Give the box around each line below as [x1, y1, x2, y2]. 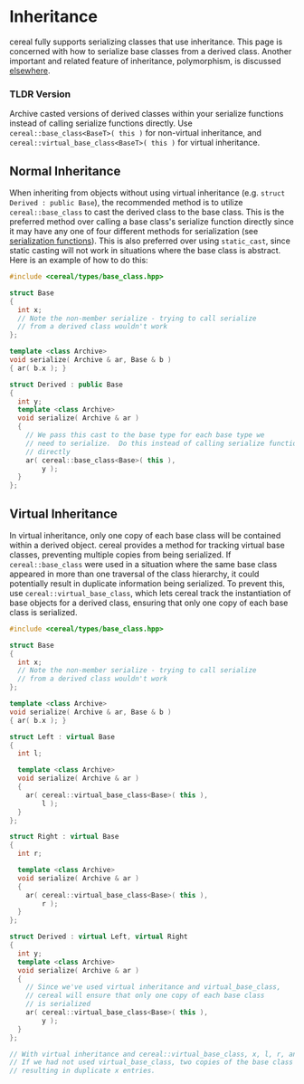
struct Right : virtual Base [9, 832, 119, 842]
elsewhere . [9, 65, 51, 76]
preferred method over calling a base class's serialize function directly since [9, 216, 294, 227]
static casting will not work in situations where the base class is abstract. [9, 245, 281, 256]
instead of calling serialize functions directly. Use [9, 118, 193, 128]
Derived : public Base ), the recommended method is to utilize [9, 197, 243, 208]
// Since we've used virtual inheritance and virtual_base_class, [25, 983, 281, 992]
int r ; [17, 849, 43, 859]
